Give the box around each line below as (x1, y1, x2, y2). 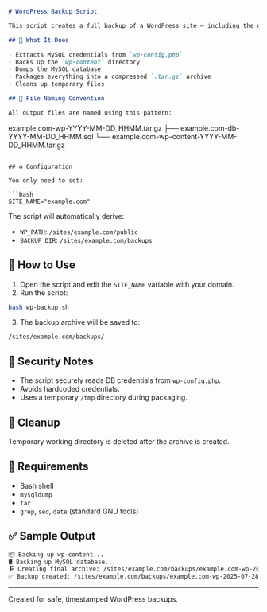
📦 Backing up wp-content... (8, 550, 105, 559)
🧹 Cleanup (8, 415, 61, 429)
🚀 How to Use (8, 259, 75, 272)
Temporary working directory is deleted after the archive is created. (8, 437, 230, 446)
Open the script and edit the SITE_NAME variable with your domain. (19, 279, 234, 289)
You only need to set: (8, 176, 83, 185)
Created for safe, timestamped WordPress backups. (8, 594, 179, 604)
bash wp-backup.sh (8, 303, 69, 311)
